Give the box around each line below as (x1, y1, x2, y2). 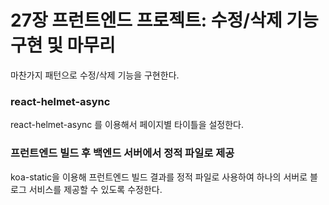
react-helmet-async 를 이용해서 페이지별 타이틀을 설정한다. (10, 119, 245, 131)
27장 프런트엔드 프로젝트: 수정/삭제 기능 (10, 9, 319, 32)
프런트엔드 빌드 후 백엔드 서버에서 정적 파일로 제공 (10, 146, 235, 160)
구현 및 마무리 (10, 34, 116, 57)
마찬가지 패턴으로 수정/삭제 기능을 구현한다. (10, 69, 180, 81)
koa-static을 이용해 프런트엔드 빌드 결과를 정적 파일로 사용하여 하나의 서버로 (10, 171, 308, 183)
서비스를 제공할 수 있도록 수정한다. (28, 183, 163, 195)
